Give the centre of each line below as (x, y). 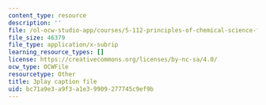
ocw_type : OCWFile (38, 67)
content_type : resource (47, 15)
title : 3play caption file (53, 81)
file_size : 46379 (37, 37)
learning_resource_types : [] (56, 52)
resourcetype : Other (42, 74)
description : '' (35, 23)
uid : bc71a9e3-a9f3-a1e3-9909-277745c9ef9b (81, 89)
